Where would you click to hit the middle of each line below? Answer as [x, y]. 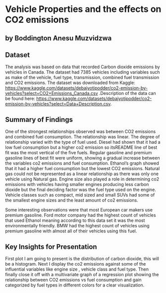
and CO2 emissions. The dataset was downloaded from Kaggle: [70, 83]
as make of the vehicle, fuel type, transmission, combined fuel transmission [82, 78]
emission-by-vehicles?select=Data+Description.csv [58, 104]
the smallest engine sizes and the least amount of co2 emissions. [72, 200]
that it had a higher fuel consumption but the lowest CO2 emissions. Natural [83, 169]
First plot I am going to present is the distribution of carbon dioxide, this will [82, 259]
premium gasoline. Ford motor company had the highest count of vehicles [81, 215]
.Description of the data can [127, 94]
